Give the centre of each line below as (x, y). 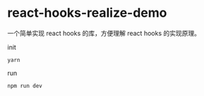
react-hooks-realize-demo (87, 13)
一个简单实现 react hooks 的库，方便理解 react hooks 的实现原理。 (104, 33)
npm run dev (25, 85)
